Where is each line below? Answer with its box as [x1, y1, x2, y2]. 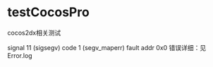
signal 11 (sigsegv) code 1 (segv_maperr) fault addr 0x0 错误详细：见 [7, 43, 207, 51]
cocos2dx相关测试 [7, 28, 61, 37]
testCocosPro [7, 4, 90, 20]
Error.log [7, 51, 33, 60]
